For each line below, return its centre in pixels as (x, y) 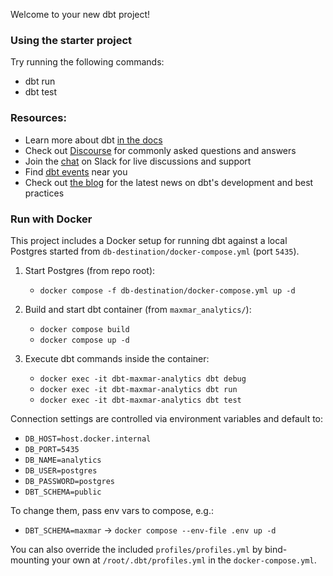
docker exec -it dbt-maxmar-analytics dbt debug (143, 379)
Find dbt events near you (76, 171)
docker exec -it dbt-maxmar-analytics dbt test (140, 400)
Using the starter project (71, 40)
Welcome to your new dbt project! (80, 14)
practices (44, 193)
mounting (30, 560)
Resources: (38, 118)
